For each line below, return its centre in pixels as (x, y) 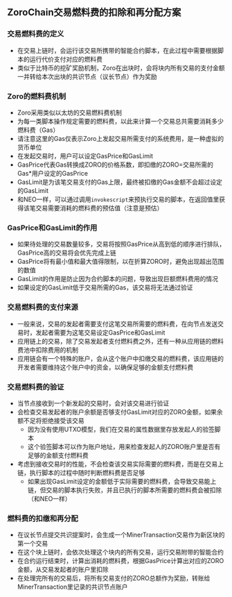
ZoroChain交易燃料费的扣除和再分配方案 (94, 12)
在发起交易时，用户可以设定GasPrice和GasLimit (85, 155)
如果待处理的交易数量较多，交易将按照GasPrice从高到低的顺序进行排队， (121, 244)
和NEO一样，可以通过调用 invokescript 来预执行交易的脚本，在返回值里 (118, 199)
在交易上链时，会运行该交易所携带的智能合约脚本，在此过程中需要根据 (117, 50)
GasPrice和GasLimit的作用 (52, 228)
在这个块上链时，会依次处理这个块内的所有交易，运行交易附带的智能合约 (120, 552)
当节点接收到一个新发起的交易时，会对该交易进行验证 (93, 403)
